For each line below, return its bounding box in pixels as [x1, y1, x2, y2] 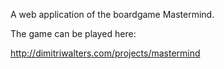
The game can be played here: [10, 28, 137, 39]
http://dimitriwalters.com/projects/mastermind [10, 47, 201, 59]
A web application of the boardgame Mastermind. [10, 9, 215, 20]
